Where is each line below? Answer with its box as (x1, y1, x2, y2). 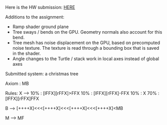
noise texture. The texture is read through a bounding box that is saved (12, 45, 159, 51)
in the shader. (12, 50, 41, 56)
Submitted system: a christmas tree (5, 71, 79, 77)
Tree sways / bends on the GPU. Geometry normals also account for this (12, 29, 162, 35)
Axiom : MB (5, 80, 29, 86)
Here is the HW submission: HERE (5, 5, 75, 10)
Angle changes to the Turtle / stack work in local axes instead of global (12, 56, 159, 62)
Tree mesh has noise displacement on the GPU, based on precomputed (12, 40, 160, 46)
